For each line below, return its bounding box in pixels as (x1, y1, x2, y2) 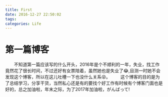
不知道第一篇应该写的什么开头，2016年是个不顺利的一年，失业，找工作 (14, 62, 160, 68)
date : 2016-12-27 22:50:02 (5, 12, 61, 17)
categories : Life (5, 21, 41, 26)
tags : (5, 16, 16, 21)
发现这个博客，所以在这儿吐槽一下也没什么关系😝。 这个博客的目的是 (5, 74, 156, 80)
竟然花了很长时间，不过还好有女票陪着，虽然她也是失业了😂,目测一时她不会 (5, 68, 161, 74)
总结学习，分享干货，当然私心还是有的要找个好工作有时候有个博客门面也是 (9, 80, 163, 86)
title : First (5, 7, 32, 12)
